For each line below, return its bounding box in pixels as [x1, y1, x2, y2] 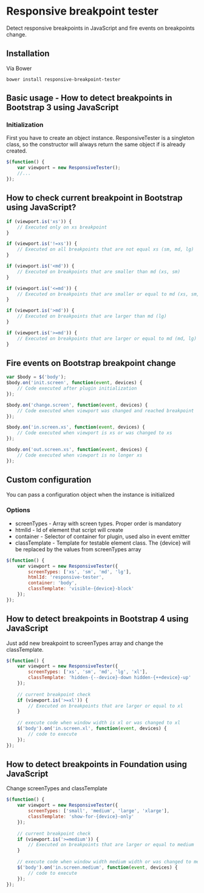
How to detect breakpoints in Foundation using [6, 759, 187, 770]
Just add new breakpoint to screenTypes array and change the [6, 640, 164, 647]
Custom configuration [6, 475, 92, 485]
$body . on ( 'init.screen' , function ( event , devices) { [6, 380, 143, 386]
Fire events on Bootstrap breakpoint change [6, 357, 176, 368]
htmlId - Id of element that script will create [15, 526, 123, 533]
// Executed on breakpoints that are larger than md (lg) [17, 313, 167, 320]
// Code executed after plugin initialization [17, 385, 137, 391]
